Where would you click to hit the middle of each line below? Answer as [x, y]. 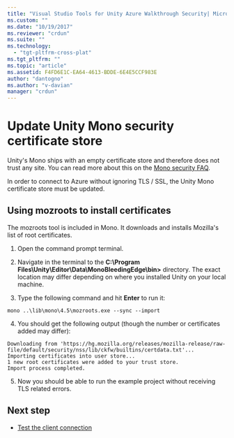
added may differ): [44, 331]
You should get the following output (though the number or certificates [119, 323]
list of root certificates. [40, 235]
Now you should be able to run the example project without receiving [116, 381]
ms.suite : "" [26, 40]
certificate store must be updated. [56, 189]
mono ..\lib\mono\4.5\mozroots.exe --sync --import [84, 311]
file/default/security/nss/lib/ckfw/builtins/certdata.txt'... [101, 350]
